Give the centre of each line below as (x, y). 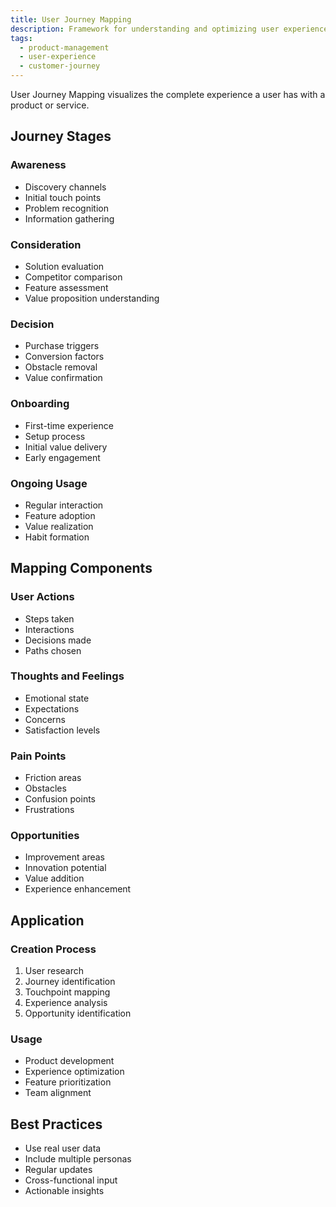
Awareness (38, 165)
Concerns (45, 719)
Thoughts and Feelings (67, 676)
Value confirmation (63, 378)
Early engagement (62, 457)
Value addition (54, 878)
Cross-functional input (71, 1180)
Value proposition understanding (92, 298)
